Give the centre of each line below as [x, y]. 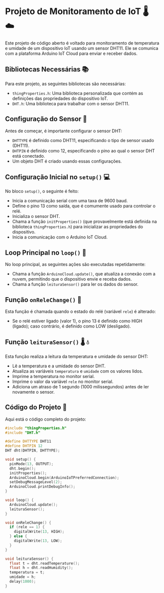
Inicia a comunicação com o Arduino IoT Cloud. [60, 237]
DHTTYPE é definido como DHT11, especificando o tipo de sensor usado [83, 140]
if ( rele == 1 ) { [27, 527]
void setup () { [21, 459]
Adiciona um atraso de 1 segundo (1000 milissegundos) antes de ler [81, 386]
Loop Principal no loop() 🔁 [46, 252]
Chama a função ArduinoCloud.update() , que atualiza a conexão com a [84, 274]
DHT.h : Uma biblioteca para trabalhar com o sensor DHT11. [71, 103]
